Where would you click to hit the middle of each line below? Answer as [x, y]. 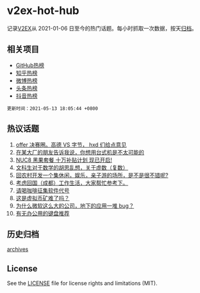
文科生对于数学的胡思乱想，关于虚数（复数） [72, 167]
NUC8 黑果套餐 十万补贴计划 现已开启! [64, 160]
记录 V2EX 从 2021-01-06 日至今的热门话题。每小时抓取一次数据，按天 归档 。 [102, 28]
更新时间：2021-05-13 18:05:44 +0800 [52, 108]
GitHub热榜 [30, 65]
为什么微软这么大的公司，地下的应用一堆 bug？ [75, 206]
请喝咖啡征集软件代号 [42, 190]
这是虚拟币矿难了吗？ [42, 198]
